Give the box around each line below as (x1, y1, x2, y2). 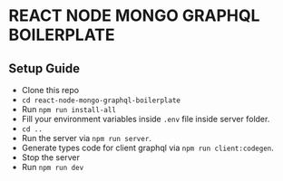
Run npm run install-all (21, 104, 117, 114)
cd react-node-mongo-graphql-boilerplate (21, 96, 181, 105)
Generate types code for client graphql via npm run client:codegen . (21, 142, 274, 153)
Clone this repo (21, 85, 79, 95)
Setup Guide (8, 61, 81, 76)
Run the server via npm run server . (21, 133, 151, 143)
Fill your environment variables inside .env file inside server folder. (21, 114, 270, 124)
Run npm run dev (21, 162, 84, 172)
